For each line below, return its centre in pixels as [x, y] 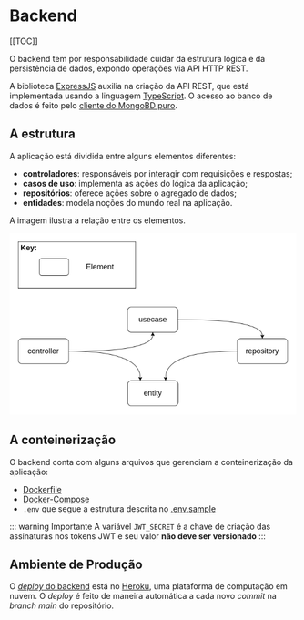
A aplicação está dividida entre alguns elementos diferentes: [123, 156]
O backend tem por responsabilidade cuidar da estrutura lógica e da [137, 58]
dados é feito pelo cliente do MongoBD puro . [93, 105]
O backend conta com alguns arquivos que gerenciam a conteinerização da [152, 462]
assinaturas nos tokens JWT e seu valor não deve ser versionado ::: [138, 536]
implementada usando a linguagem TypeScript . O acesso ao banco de [141, 96]
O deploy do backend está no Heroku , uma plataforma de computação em [149, 586]
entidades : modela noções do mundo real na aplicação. [127, 202]
